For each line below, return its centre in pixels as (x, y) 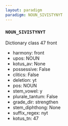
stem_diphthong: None (37, 107)
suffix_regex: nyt (30, 113)
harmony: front (28, 52)
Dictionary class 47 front (31, 43)
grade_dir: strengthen (36, 102)
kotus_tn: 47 (26, 118)
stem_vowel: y (27, 91)
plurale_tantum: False (35, 96)
